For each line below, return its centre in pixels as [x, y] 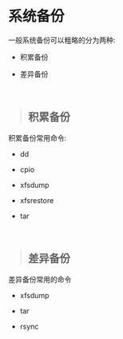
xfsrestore [37, 200]
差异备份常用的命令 [40, 279]
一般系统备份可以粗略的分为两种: [62, 40]
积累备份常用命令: [38, 138]
